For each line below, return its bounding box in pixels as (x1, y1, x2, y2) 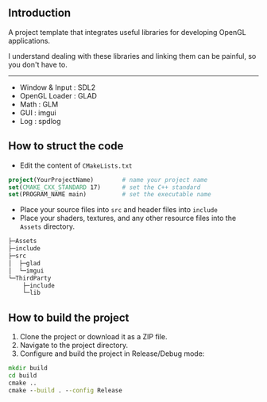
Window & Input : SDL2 (19, 83, 96, 92)
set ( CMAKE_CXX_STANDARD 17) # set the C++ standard (8, 183, 201, 191)
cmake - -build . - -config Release (8, 386, 123, 394)
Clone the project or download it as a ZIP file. (19, 332, 168, 342)
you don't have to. (8, 60, 68, 69)
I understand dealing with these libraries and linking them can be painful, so (8, 51, 257, 60)
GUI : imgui (19, 107, 57, 118)
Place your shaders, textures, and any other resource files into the (19, 214, 237, 223)
